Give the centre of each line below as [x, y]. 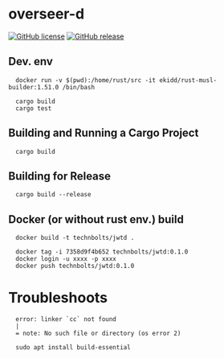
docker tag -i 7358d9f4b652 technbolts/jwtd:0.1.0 [102, 252]
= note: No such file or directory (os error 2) [98, 334]
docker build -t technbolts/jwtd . [75, 238]
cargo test [34, 108]
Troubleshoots [58, 298]
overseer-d [47, 14]
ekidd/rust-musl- [188, 80]
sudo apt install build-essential [73, 348]
